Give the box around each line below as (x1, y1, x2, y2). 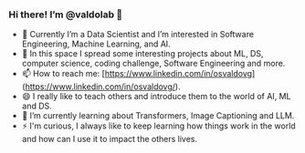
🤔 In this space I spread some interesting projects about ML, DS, (21, 48, 264, 59)
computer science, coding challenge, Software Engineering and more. (21, 58, 286, 69)
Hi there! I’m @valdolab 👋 (8, 8, 123, 21)
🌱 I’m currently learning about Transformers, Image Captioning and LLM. (21, 110, 295, 121)
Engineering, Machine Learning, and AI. (21, 38, 171, 49)
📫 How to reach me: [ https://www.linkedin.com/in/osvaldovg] (21, 68, 256, 79)
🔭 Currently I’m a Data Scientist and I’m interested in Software (21, 29, 255, 40)
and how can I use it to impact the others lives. (21, 134, 198, 145)
